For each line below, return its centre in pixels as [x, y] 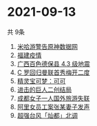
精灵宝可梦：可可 [41, 81]
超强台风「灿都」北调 [47, 115]
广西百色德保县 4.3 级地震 [54, 63]
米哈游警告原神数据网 [47, 46]
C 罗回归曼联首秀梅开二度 [53, 72]
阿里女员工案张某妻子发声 [53, 107]
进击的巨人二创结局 [44, 90]
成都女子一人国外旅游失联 [53, 98]
